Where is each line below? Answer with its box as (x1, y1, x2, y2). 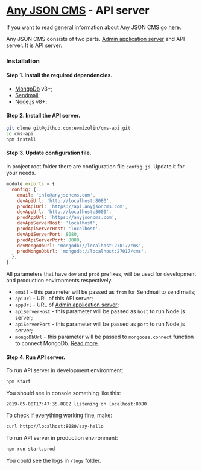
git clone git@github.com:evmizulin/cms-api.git (6, 125, 131, 132)
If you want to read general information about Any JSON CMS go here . (6, 24, 182, 31)
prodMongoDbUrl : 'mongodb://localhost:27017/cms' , (17, 248, 147, 254)
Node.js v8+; (14, 98, 48, 106)
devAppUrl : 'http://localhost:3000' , (17, 209, 112, 215)
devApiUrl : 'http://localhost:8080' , (17, 197, 112, 204)
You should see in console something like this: (6, 390, 121, 397)
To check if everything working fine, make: (6, 411, 113, 419)
